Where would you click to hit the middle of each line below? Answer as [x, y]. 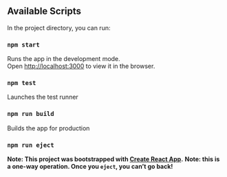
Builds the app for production [48, 128]
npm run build [31, 114]
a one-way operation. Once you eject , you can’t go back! [90, 166]
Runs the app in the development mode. [64, 59]
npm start [23, 45]
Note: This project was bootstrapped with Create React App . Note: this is [113, 159]
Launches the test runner [43, 97]
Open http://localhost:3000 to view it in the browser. [81, 66]
